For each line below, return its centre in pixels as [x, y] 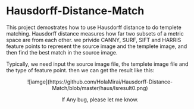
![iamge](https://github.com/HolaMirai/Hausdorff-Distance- [100, 82]
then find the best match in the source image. [62, 52]
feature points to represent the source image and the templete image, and [97, 46]
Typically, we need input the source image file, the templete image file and [97, 64]
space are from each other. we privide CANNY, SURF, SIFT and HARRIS [94, 40]
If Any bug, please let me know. [100, 100]
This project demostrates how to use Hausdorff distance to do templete [94, 27]
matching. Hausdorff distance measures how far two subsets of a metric [95, 33]
